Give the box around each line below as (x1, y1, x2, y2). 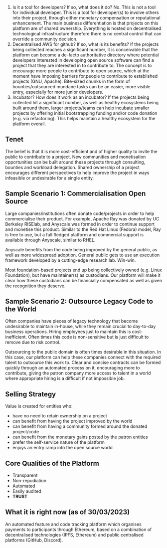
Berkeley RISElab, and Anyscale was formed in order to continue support (5, 221, 155, 227)
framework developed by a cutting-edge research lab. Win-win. (5, 257, 136, 263)
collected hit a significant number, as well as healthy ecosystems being (12, 100, 159, 105)
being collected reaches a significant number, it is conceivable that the (12, 47, 158, 52)
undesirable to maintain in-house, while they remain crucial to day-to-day (5, 324, 156, 330)
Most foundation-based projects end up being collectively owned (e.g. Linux (5, 267, 162, 273)
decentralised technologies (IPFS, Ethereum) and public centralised (5, 532, 144, 538)
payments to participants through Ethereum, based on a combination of (5, 526, 152, 533)
